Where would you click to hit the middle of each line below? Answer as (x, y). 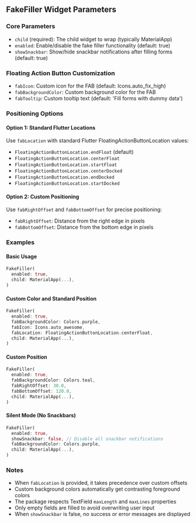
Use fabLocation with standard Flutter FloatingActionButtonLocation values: (97, 141)
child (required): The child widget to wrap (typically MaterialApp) (93, 39)
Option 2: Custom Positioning (43, 197)
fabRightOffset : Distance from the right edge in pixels (80, 221)
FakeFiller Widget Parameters (61, 10)
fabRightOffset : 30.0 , (39, 386)
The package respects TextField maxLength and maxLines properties (95, 502)
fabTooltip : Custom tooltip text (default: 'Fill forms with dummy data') (99, 98)
